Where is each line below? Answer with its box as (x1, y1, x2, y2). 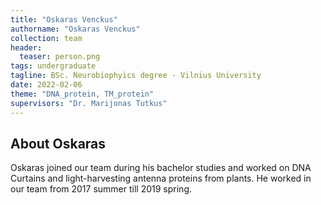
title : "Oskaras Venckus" (10, 14, 118, 25)
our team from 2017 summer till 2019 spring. (10, 183, 193, 195)
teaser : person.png (19, 52, 101, 62)
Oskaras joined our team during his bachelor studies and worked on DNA (10, 162, 312, 174)
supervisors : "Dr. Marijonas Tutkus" (10, 98, 168, 108)
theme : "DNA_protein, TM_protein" (10, 89, 155, 99)
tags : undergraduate (10, 61, 97, 71)
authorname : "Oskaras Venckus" (10, 24, 141, 34)
